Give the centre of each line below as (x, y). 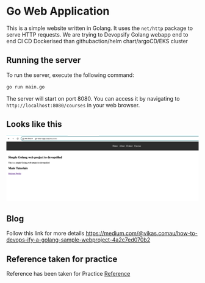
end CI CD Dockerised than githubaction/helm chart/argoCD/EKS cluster (97, 41)
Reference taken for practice (62, 259)
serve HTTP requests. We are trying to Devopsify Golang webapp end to (97, 34)
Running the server (44, 60)
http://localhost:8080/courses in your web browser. (73, 105)
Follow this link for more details (45, 234)
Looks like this (34, 124)
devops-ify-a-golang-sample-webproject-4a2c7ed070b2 (78, 240)
